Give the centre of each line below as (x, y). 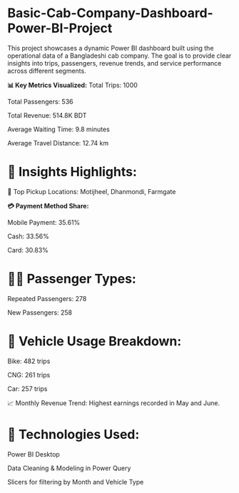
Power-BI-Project (60, 28)
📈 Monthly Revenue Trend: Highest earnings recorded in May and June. (113, 403)
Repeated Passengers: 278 (47, 298)
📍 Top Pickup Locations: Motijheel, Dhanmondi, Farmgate (92, 191)
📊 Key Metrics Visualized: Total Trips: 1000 (72, 85)
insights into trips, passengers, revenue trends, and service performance (115, 63)
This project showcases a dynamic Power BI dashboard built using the (111, 48)
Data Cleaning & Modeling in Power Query (69, 468)
